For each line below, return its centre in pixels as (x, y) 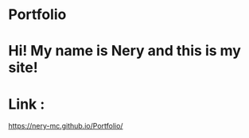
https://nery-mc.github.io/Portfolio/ (66, 126)
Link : (27, 104)
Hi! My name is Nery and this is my (124, 51)
